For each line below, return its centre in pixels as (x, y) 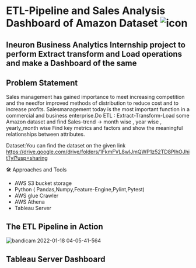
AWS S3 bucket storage (43, 183)
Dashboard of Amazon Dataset (82, 23)
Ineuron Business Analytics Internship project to (96, 45)
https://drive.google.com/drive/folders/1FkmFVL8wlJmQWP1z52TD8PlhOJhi (98, 152)
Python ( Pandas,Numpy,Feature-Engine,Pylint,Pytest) (79, 190)
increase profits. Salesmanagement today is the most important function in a (98, 109)
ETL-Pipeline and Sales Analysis (86, 11)
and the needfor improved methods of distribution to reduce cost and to (92, 103)
